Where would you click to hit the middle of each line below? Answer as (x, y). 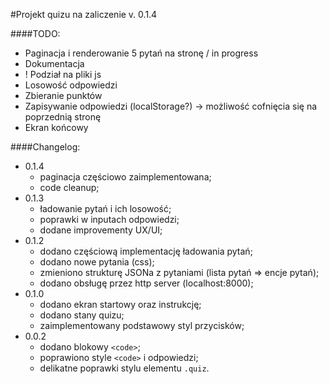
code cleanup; (69, 187)
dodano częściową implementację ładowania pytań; (146, 251)
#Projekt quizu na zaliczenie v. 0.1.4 (84, 14)
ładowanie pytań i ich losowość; (105, 208)
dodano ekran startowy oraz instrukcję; (120, 304)
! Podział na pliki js (63, 74)
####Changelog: (45, 147)
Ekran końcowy (56, 127)
